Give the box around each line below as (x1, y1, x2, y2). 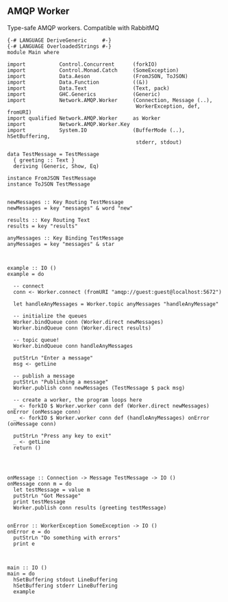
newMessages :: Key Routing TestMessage (7, 199, 125, 205)
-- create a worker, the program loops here (13, 397, 142, 403)
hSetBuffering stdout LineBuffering (13, 576, 118, 583)
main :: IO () (7, 564, 48, 571)
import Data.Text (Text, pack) (7, 85, 170, 92)
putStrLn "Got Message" (13, 492, 81, 499)
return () (13, 444, 41, 451)
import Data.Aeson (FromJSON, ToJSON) (7, 73, 188, 79)
